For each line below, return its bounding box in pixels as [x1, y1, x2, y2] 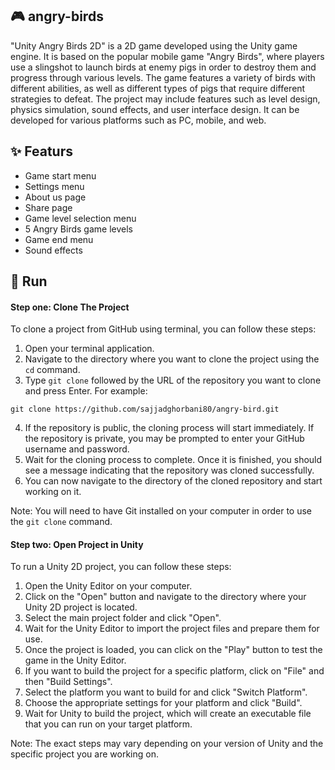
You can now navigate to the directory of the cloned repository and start [24, 475, 323, 487]
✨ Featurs [10, 143, 73, 160]
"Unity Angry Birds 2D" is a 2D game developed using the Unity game [10, 39, 298, 52]
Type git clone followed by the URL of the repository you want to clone [24, 374, 322, 387]
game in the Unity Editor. [24, 654, 127, 667]
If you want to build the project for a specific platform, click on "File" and [24, 665, 325, 677]
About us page [24, 191, 87, 203]
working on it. [24, 486, 82, 498]
